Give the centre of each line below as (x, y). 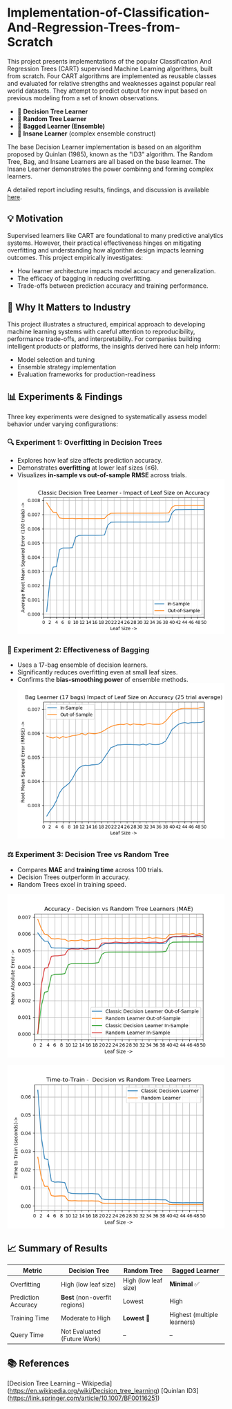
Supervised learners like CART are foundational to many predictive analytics (115, 235)
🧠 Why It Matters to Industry (69, 307)
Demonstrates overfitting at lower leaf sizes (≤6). (88, 468)
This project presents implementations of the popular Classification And (109, 61)
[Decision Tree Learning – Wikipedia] (60, 1383)
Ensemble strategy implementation (67, 367)
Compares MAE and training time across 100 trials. (90, 869)
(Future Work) (81, 1338)
